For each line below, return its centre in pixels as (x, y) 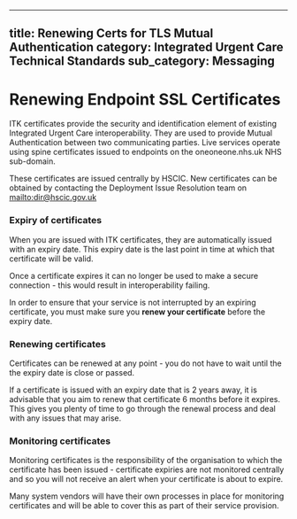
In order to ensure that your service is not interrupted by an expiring (133, 302)
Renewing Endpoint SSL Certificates (145, 99)
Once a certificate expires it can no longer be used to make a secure (134, 275)
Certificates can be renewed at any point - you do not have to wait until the (145, 363)
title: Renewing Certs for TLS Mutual (111, 33)
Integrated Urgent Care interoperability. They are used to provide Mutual (141, 133)
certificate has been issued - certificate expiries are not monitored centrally (147, 469)
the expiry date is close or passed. (72, 372)
